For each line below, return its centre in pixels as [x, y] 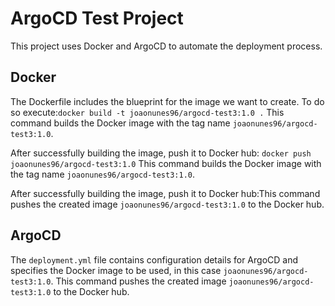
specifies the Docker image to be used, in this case [116, 270]
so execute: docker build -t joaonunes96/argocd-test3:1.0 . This [147, 112]
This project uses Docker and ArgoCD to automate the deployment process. [166, 46]
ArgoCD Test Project [97, 18]
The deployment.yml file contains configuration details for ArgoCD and [154, 259]
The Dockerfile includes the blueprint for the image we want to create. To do [167, 101]
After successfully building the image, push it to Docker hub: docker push [161, 153]
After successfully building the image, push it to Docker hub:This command [165, 193]
